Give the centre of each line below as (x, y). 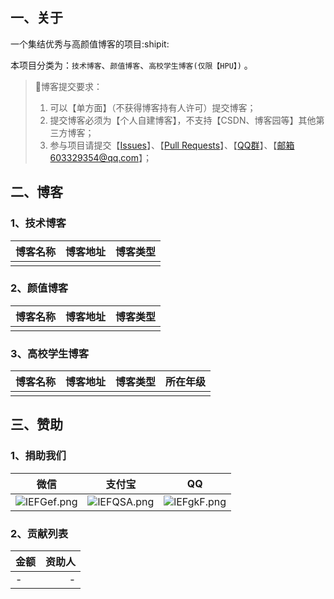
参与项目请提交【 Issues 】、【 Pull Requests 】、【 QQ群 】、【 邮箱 (172, 145)
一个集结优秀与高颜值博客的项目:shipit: (90, 44)
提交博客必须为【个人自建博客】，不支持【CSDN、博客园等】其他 (183, 120)
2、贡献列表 (39, 533)
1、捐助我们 (38, 456)
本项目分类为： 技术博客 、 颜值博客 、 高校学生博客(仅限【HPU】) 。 (131, 65)
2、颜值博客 (39, 288)
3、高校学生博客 (50, 353)
